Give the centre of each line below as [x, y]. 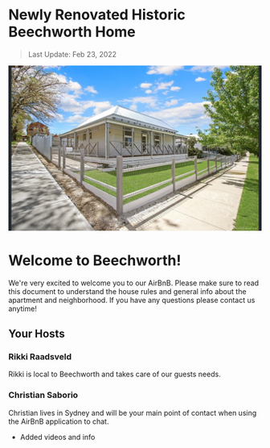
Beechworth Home [72, 32]
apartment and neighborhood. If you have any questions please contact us [132, 300]
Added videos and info [57, 437]
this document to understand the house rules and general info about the [127, 291]
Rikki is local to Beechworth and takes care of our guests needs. [115, 374]
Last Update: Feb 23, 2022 [72, 54]
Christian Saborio [43, 395]
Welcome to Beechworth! [95, 260]
